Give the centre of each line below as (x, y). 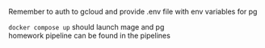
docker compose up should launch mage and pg (86, 27)
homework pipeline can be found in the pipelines (90, 36)
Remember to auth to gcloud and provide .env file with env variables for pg (133, 12)
